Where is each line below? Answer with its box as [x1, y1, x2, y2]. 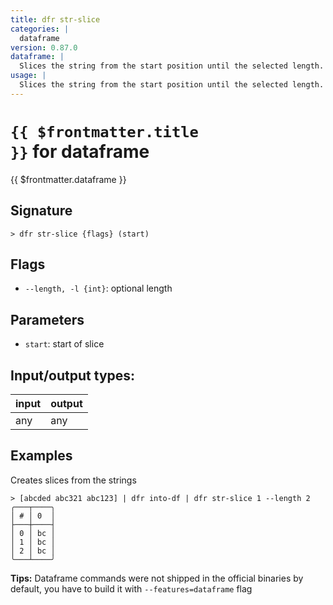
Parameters [10, 311, 85, 328]
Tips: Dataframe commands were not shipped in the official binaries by [10, 572, 304, 584]
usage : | [10, 71, 47, 81]
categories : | [10, 24, 70, 34]
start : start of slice [24, 338, 105, 350]
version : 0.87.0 [10, 42, 78, 53]
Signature [10, 202, 73, 220]
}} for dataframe [10, 140, 150, 163]
